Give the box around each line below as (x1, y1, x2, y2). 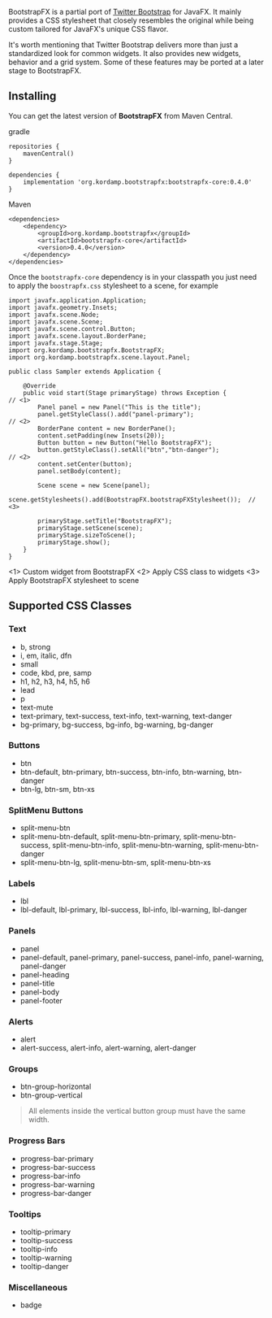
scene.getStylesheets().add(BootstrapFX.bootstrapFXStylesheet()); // (8, 495, 256, 503)
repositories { (8, 142, 60, 150)
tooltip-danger (19, 1261, 69, 1271)
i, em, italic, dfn (19, 650, 72, 660)
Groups (8, 1063, 39, 1074)
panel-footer (19, 995, 63, 1005)
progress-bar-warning (19, 1179, 95, 1190)
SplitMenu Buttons (8, 804, 84, 816)
